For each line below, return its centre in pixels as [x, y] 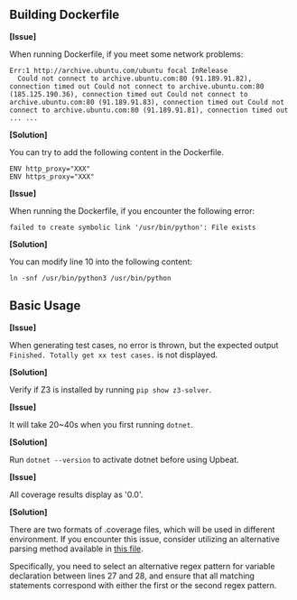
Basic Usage [45, 306]
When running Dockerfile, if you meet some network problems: [126, 54]
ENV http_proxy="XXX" [50, 169]
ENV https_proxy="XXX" [52, 176]
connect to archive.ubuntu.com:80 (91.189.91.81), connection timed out [149, 110]
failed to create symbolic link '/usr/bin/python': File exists [133, 227]
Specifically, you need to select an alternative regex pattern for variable [142, 566]
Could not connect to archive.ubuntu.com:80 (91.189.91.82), [135, 78]
